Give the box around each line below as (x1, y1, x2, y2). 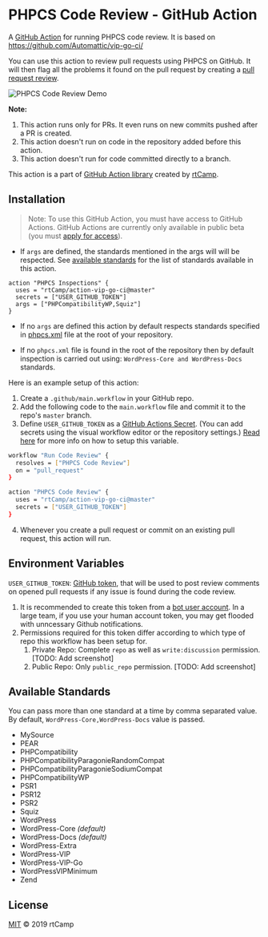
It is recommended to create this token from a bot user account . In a (19, 602, 245, 612)
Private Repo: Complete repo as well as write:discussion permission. (31, 644, 261, 654)
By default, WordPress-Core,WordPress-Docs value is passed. (8, 715, 206, 725)
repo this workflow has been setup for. (19, 636, 148, 646)
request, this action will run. (19, 533, 112, 543)
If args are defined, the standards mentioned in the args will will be (19, 246, 240, 256)
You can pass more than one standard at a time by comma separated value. (8, 706, 258, 716)
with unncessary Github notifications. (19, 619, 144, 628)
